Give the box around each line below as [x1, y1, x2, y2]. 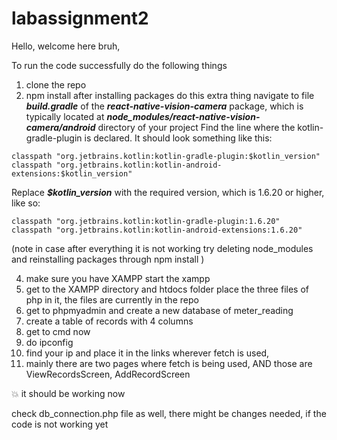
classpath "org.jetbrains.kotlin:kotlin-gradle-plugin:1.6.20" [11, 216, 281, 226]
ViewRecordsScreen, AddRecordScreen [25, 368, 191, 380]
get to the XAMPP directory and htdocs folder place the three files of [25, 283, 309, 295]
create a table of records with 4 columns [25, 315, 194, 327]
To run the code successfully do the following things [11, 59, 228, 71]
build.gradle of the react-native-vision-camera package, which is [25, 100, 304, 112]
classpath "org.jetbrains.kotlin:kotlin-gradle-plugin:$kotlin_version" [11, 151, 321, 161]
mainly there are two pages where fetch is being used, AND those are [25, 357, 313, 369]
